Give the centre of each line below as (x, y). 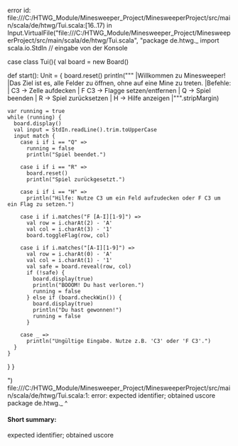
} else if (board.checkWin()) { (74, 298)
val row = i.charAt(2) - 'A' (69, 223)
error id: (19, 10)
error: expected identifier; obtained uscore (153, 396)
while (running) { (34, 117)
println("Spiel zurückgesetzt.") (76, 180)
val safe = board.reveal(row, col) (79, 266)
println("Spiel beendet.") (66, 155)
